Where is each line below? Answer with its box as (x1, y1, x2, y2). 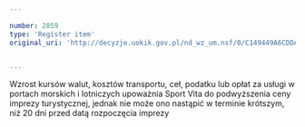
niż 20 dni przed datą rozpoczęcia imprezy (9, 108, 170, 119)
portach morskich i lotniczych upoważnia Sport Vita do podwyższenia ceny (9, 88, 291, 100)
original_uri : (9, 38, 64, 47)
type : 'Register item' (9, 29, 95, 39)
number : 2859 (9, 21, 59, 30)
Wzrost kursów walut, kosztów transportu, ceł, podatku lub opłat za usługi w (9, 79, 295, 90)
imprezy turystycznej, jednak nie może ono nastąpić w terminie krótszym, (9, 98, 285, 109)
